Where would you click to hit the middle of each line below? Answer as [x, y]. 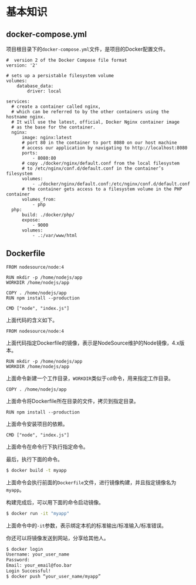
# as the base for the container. [53, 127]
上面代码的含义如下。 [32, 320]
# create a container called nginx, [56, 107]
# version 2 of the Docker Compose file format [67, 60]
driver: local [44, 91]
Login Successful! [28, 571]
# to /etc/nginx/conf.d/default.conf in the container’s [93, 168]
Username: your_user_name [38, 554]
